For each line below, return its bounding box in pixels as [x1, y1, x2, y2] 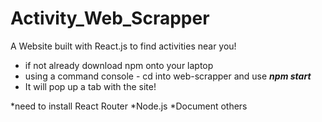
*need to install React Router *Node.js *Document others [10, 100, 248, 112]
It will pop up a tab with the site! [24, 80, 157, 92]
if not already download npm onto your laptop [24, 59, 214, 71]
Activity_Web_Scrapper [10, 7, 210, 30]
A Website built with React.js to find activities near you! [10, 40, 237, 52]
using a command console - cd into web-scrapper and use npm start [24, 70, 312, 82]
